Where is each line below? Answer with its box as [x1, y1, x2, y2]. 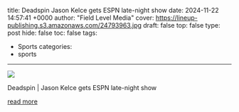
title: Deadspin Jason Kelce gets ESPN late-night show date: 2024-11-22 [7, 6, 219, 14]
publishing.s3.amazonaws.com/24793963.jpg [7, 21, 142, 29]
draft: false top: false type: [143, 21, 221, 29]
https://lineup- [155, 13, 198, 22]
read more [7, 97, 38, 106]
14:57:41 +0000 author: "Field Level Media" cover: [7, 13, 154, 22]
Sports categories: [17, 43, 73, 50]
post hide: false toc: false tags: [7, 28, 97, 37]
